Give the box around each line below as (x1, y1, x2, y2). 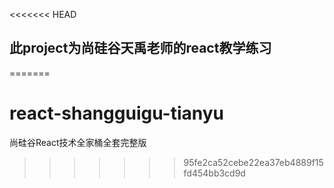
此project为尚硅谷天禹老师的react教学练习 (9, 40, 272, 57)
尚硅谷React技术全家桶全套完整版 (9, 136, 147, 148)
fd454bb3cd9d (183, 167, 246, 179)
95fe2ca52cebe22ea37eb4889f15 (183, 156, 324, 168)
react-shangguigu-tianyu (9, 102, 225, 124)
